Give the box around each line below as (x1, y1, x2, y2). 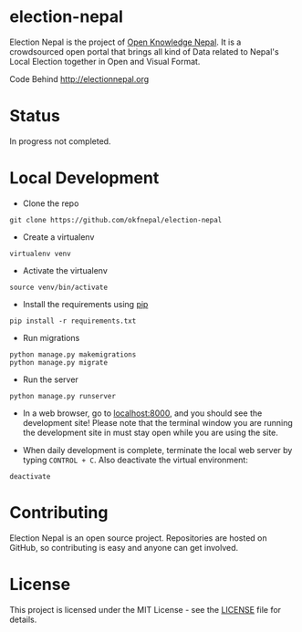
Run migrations (22, 332, 80, 343)
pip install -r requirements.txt (9, 316, 137, 326)
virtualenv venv (9, 249, 71, 258)
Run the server (22, 374, 79, 385)
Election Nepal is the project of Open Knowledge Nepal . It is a (9, 36, 242, 47)
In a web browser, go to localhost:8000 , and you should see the (22, 408, 263, 419)
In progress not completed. (9, 135, 111, 147)
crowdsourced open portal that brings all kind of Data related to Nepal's (9, 46, 280, 57)
